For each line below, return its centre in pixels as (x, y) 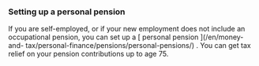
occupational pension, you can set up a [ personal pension (103, 37)
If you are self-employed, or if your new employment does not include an (127, 29)
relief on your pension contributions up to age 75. (88, 54)
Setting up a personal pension (67, 12)
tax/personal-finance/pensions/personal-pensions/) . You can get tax (138, 46)
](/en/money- (222, 37)
